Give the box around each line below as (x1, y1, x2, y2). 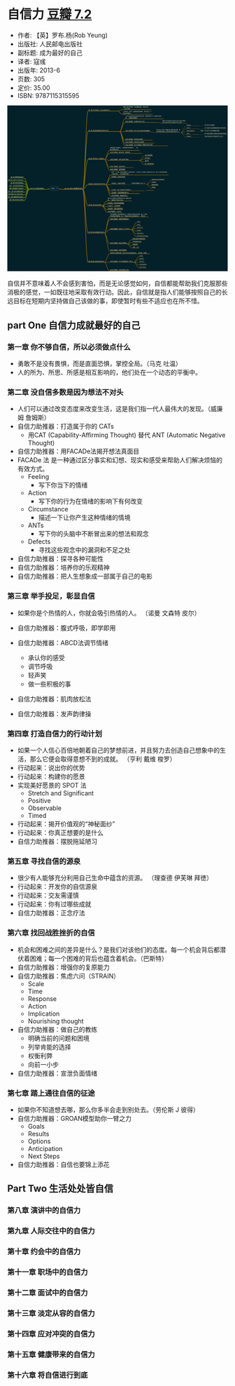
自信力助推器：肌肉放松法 (17, 694, 92, 703)
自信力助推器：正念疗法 (17, 909, 85, 917)
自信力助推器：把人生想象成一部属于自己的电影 (17, 572, 152, 581)
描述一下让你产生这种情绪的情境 (38, 513, 131, 522)
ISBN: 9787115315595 (17, 91, 80, 100)
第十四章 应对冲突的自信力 (7, 1328, 96, 1338)
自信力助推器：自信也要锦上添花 (17, 1160, 110, 1169)
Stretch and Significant (27, 789, 94, 797)
